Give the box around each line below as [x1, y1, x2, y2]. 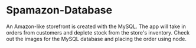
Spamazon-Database [6, 4, 113, 17]
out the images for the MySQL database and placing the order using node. [6, 35, 187, 42]
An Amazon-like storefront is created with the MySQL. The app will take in [6, 23, 186, 30]
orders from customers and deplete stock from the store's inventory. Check [6, 29, 190, 36]
